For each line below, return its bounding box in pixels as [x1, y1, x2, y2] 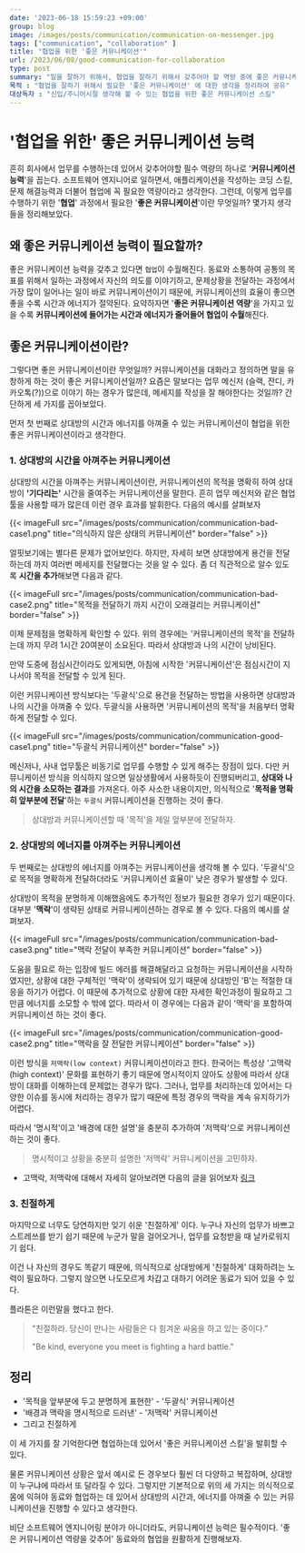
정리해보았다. [25, 208, 74, 219]
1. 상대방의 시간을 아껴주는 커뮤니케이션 [9, 454, 171, 467]
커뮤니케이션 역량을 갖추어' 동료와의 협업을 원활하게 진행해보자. [18, 1533, 242, 1544]
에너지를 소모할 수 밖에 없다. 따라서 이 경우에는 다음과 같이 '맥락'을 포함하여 [25, 997, 292, 1008]
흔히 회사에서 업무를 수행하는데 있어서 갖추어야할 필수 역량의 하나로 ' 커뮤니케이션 [9, 163, 296, 174]
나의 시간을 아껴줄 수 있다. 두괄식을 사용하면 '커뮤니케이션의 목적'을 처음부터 [9, 701, 279, 712]
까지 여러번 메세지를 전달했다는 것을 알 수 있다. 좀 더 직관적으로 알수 [33, 559, 273, 570]
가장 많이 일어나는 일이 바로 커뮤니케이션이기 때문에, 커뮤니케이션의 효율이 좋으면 [9, 287, 296, 297]
